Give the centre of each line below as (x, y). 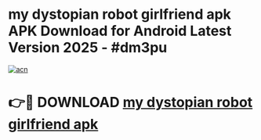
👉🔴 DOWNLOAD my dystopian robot (130, 102)
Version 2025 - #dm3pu (88, 48)
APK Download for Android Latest (120, 31)
